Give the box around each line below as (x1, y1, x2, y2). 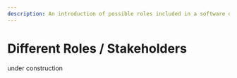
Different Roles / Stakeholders (7, 40, 187, 56)
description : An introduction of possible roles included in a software (7, 10, 226, 18)
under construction (7, 64, 63, 72)
